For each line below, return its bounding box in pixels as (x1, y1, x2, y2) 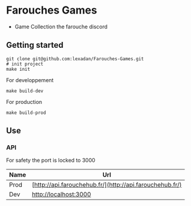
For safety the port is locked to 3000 (6, 157, 96, 164)
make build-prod (6, 110, 46, 116)
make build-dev (6, 88, 44, 94)
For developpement (6, 76, 54, 83)
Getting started (6, 40, 64, 50)
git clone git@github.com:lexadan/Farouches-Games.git (6, 55, 144, 62)
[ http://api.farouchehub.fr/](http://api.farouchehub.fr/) (31, 181, 182, 189)
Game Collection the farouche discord (14, 23, 108, 30)
